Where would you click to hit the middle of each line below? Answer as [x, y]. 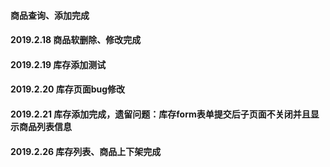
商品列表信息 [45, 126]
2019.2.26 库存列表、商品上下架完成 [86, 151]
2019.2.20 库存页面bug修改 [68, 89]
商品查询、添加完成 [50, 15]
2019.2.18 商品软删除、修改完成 [76, 40]
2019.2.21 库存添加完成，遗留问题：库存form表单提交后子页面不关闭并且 [160, 114]
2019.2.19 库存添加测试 [58, 64]
